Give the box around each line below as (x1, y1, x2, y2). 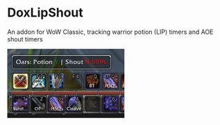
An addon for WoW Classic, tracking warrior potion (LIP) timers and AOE (7, 28, 214, 36)
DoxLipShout (7, 5, 83, 21)
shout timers (7, 35, 43, 43)
